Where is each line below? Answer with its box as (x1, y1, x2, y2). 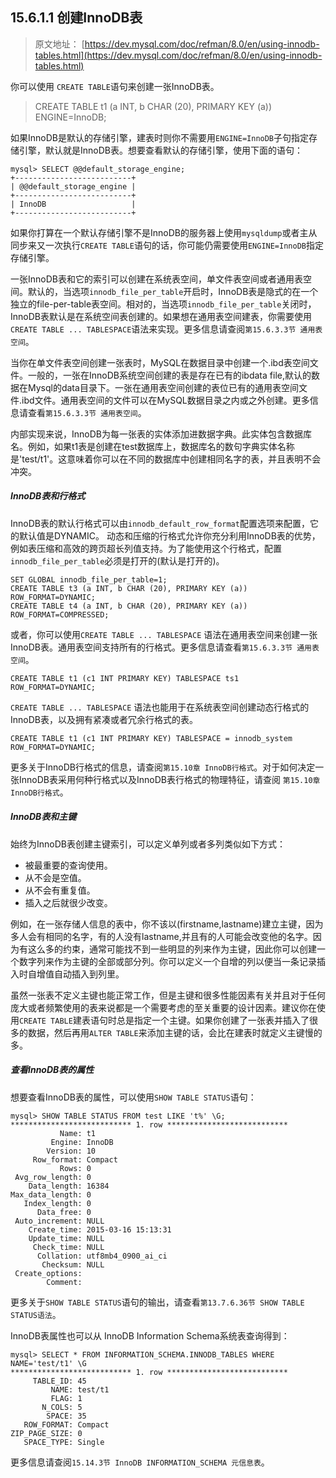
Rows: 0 (59, 1163, 92, 1173)
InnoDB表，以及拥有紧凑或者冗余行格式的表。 (10, 713, 198, 725)
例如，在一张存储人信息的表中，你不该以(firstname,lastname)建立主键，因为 (10, 918, 324, 930)
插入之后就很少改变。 (24, 896, 113, 908)
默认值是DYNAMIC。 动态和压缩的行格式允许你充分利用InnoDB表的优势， (18, 529, 321, 542)
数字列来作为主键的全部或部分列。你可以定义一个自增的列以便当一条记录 (18, 955, 317, 967)
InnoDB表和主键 (10, 811, 77, 823)
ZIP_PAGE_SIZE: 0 (10, 1428, 83, 1438)
